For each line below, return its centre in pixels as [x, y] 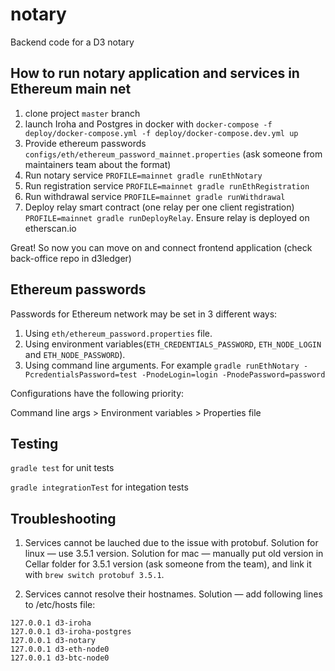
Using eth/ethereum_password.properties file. [118, 333]
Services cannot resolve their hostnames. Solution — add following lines [173, 594]
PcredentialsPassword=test [81, 374]
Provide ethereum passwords [85, 143]
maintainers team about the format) [98, 164]
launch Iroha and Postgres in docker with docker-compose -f [148, 124]
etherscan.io [50, 228]
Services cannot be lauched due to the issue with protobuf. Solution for [171, 543]
